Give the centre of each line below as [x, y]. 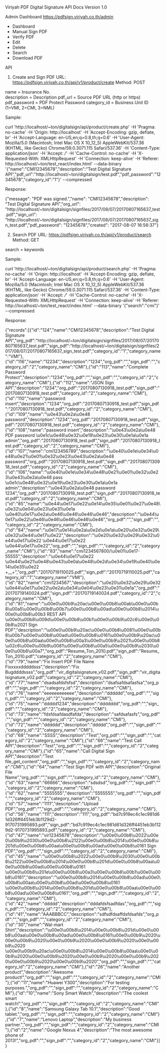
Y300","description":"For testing [97, 982]
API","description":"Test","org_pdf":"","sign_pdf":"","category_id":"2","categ [82, 746]
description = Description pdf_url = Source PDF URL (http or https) [73, 97]
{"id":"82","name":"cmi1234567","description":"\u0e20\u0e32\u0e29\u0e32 [83, 582]
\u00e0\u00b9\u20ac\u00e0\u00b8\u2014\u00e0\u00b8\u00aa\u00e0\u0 [82, 951]
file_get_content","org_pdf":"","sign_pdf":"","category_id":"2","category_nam [83, 762]
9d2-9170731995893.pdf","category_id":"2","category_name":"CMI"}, [76, 830]
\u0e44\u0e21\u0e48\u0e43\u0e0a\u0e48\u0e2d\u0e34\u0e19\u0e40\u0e [83, 561]
